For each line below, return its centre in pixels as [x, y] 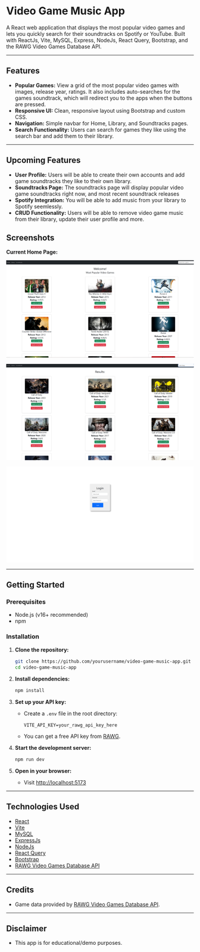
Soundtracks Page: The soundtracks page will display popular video [99, 187]
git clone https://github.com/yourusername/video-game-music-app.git [103, 661]
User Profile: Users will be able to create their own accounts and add [100, 175]
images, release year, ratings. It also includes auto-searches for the [97, 91]
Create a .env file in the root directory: [71, 713]
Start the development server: [53, 748]
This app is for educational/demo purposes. [68, 943]
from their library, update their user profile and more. [79, 219]
